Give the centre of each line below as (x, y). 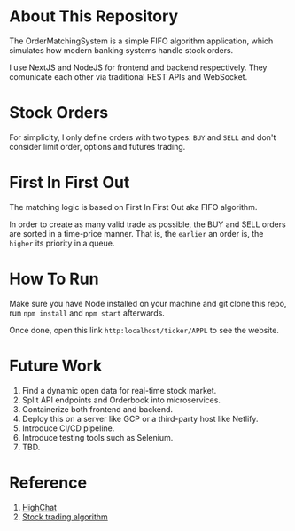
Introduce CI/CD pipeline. (68, 428)
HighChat (39, 507)
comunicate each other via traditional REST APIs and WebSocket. (128, 76)
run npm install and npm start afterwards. (87, 313)
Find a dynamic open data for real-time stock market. (119, 390)
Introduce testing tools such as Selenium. (97, 437)
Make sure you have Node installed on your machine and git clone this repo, (148, 303)
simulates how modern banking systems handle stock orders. (121, 50)
